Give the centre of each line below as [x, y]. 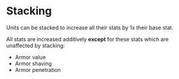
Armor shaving [33, 63]
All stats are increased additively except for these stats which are [87, 39]
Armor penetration [38, 69]
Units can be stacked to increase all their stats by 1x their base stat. [90, 28]
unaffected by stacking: [36, 45]
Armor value [30, 57]
